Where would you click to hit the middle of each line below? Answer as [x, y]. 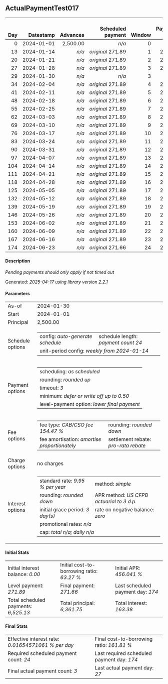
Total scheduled [26, 600]
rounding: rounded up [65, 380]
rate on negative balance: [124, 510]
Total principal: [77, 603]
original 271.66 [108, 247]
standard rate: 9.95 [62, 481]
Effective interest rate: [33, 639]
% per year [52, 487]
